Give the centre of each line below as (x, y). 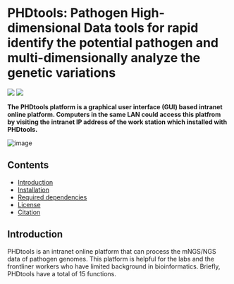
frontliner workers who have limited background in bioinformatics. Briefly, (114, 266)
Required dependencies (52, 197)
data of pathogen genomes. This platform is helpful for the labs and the (111, 259)
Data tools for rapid (141, 28)
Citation (29, 212)
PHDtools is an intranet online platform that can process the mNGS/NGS (112, 251)
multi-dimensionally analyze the (104, 58)
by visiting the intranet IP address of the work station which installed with (117, 122)
